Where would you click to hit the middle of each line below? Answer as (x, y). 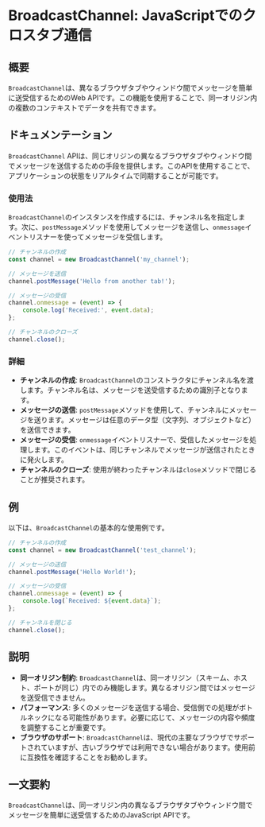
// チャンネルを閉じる (40, 623)
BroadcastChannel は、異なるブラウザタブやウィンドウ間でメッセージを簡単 (131, 88)
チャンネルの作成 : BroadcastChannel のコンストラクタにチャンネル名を (133, 380)
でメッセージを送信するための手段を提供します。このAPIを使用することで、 (131, 165)
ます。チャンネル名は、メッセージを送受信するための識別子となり (134, 390)
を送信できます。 (47, 430)
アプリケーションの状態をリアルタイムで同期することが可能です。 (115, 176)
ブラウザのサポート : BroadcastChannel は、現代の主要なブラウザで (127, 737)
